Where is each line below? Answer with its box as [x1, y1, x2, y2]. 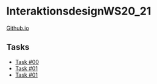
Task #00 [15, 58, 40, 65]
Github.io [6, 24, 29, 32]
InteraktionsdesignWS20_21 [6, 4, 152, 18]
